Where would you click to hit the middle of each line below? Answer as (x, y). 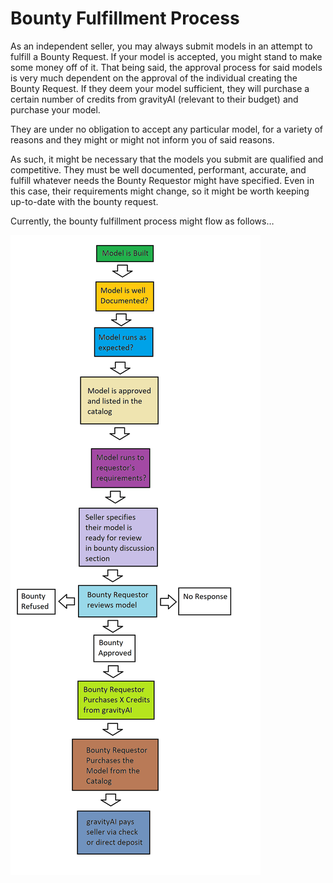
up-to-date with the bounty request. (84, 201)
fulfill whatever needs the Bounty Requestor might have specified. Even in (162, 180)
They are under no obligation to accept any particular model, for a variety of (167, 129)
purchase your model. (55, 109)
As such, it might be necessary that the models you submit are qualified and (167, 159)
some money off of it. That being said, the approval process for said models (166, 67)
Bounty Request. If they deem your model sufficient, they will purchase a (160, 88)
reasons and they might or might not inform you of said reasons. (142, 139)
